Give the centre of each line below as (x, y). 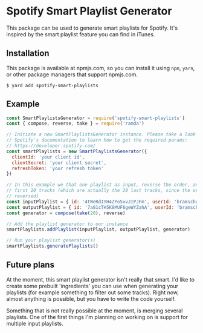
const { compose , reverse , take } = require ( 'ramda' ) (76, 124)
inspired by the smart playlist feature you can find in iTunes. (81, 34)
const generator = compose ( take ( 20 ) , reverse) (66, 213)
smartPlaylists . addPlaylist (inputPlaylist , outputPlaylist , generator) (98, 229)
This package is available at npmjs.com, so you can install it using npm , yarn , (101, 68)
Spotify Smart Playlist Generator (89, 11)
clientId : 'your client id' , (48, 157)
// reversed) (23, 196)
